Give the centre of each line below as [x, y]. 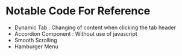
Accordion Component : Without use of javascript [76, 33]
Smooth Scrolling [36, 40]
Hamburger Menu [36, 46]
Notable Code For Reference [78, 11]
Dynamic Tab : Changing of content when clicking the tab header [95, 27]
